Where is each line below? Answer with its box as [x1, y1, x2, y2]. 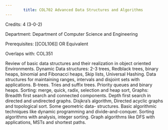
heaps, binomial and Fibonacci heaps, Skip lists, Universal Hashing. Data [5, 71, 156, 77]
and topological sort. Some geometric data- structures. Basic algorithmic [5, 103, 157, 109]
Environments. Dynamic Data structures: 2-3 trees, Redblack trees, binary [5, 66, 159, 72]
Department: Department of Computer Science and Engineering [5, 31, 138, 37]
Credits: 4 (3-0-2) [5, 21, 42, 27]
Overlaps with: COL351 [5, 50, 53, 56]
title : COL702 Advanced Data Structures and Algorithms [23, 7, 143, 13]
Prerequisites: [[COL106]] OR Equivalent [5, 41, 88, 47]
